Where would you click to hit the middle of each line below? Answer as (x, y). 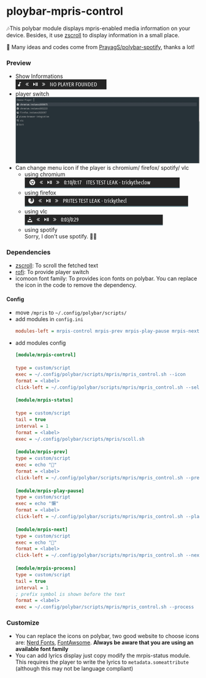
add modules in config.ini (49, 319)
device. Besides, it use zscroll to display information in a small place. (93, 35)
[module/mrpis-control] (46, 355)
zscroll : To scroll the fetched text (56, 265)
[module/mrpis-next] (41, 529)
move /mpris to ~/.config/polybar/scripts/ (71, 313)
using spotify (41, 230)
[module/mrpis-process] (46, 568)
